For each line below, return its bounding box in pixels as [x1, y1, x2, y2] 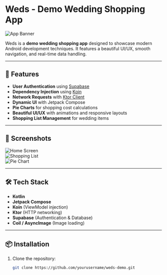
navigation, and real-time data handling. [5, 51, 87, 57]
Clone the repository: [12, 256, 56, 262]
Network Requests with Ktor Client [12, 94, 84, 100]
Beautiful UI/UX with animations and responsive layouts [12, 110, 128, 116]
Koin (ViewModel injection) [12, 204, 68, 210]
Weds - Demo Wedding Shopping [5, 3, 146, 15]
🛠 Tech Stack [5, 178, 49, 186]
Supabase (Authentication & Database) [12, 215, 93, 221]
